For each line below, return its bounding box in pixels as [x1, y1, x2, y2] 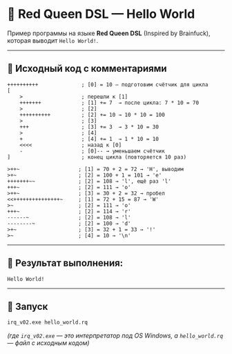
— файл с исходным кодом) [7, 339, 90, 347]
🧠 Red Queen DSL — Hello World [7, 6, 195, 22]
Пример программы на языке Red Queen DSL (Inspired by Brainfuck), [7, 29, 211, 37]
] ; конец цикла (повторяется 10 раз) [7, 153, 187, 161]
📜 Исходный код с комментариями [7, 63, 167, 75]
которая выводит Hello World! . [7, 36, 99, 44]
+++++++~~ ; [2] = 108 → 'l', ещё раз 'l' [7, 177, 171, 185]
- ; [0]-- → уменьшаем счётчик [19, 148, 166, 155]
